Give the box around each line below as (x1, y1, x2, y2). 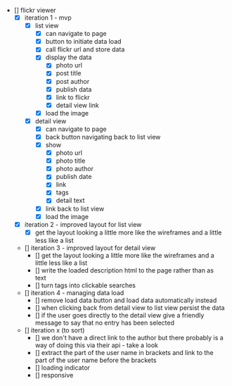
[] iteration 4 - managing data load (24, 288, 124, 297)
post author (56, 77, 90, 85)
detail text (56, 197, 85, 205)
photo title (56, 156, 86, 165)
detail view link (56, 101, 100, 109)
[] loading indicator (34, 363, 90, 372)
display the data (45, 53, 92, 62)
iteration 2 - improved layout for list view (24, 220, 142, 228)
